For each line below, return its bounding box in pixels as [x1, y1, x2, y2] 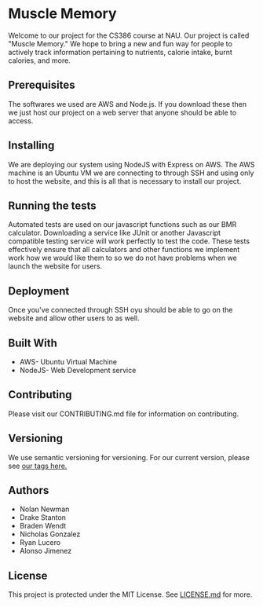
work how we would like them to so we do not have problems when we [8, 253, 237, 263]
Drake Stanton [19, 513, 67, 522]
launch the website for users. [8, 261, 103, 271]
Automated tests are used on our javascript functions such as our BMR [8, 220, 237, 229]
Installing [8, 139, 55, 152]
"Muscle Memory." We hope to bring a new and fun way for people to [8, 38, 233, 48]
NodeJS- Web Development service [19, 366, 137, 375]
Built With [8, 336, 57, 349]
